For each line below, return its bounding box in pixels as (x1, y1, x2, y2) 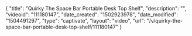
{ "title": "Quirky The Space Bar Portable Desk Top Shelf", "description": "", (5, 5, 187, 12)
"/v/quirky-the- (146, 17, 183, 24)
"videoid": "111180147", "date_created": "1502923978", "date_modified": (5, 11, 179, 18)
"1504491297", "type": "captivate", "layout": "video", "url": (5, 17, 146, 24)
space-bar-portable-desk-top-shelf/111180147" (5, 23, 118, 30)
